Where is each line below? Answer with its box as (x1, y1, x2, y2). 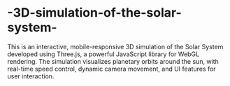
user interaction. (7, 71, 55, 80)
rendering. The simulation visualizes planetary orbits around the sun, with (7, 57, 219, 65)
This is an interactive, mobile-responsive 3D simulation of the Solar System (7, 42, 224, 51)
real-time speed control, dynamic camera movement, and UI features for (7, 64, 216, 73)
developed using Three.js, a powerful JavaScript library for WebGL (7, 50, 200, 58)
